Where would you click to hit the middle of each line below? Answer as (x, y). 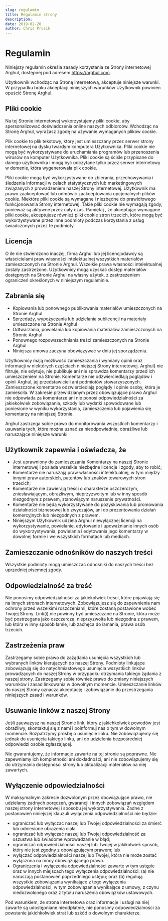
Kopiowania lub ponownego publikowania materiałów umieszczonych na (87, 308)
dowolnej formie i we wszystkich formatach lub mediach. (71, 537)
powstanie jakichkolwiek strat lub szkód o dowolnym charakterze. (73, 913)
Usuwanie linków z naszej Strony (58, 711)
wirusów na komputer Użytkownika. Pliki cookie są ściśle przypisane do (79, 157)
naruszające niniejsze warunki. (37, 434)
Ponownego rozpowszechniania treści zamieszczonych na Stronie (81, 340)
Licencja (19, 241)
